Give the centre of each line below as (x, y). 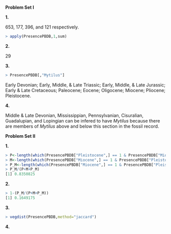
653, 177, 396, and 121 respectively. (42, 27)
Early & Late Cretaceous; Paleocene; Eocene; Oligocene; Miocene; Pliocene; (85, 90)
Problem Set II (20, 136)
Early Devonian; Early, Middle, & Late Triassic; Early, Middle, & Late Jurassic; (85, 85)
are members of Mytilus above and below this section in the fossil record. (82, 126)
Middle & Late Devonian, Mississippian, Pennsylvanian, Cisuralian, (74, 115)
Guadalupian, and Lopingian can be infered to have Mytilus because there (83, 121)
